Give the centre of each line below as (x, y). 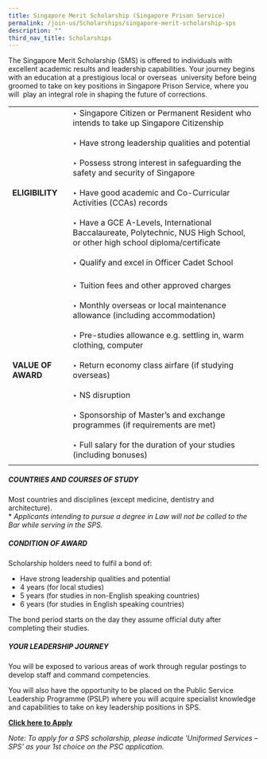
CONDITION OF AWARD (48, 543)
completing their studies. (49, 628)
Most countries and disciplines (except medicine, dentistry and (111, 500)
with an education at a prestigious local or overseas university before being (132, 77)
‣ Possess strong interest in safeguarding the (157, 163)
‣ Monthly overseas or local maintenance (149, 305)
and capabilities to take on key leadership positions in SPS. (104, 707)
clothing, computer (108, 345)
